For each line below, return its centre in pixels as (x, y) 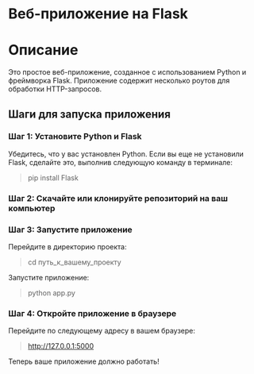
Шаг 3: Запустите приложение (70, 229)
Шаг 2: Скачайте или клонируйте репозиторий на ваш (118, 198)
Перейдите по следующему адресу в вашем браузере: (102, 331)
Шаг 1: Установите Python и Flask (75, 137)
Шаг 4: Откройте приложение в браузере (92, 313)
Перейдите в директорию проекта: (67, 247)
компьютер (32, 208)
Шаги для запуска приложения (89, 114)
